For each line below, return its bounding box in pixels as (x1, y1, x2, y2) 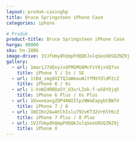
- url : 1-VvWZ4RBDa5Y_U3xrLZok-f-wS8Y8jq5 (11, 86, 119, 93)
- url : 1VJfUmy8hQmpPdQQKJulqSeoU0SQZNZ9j (11, 120, 119, 126)
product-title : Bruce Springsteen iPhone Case (6, 37, 125, 43)
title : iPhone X (17, 125, 58, 132)
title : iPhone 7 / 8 (17, 103, 68, 109)
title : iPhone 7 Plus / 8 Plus (17, 115, 95, 121)
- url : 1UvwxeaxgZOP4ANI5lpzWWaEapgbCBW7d (11, 98, 119, 104)
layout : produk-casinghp (6, 8, 68, 15)
